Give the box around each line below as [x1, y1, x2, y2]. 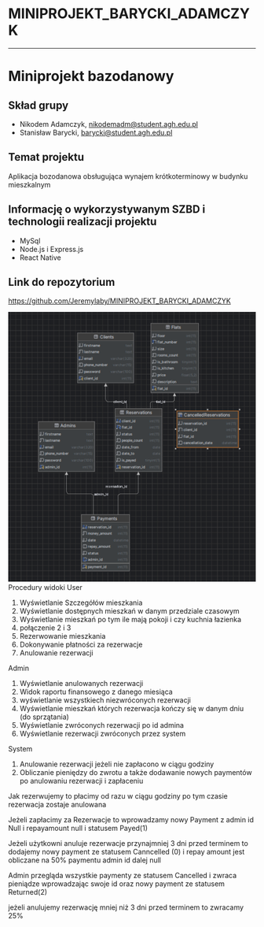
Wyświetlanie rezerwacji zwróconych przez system [19, 729, 186, 738]
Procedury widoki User [8, 582, 82, 591]
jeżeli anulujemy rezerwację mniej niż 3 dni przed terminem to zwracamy [8, 903, 244, 912]
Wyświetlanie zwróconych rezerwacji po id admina [19, 720, 185, 729]
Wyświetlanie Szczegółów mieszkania [19, 598, 143, 607]
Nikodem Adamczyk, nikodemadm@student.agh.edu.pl [19, 119, 199, 128]
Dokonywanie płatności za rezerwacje [19, 640, 143, 649]
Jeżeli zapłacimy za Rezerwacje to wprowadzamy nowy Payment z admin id [8, 814, 254, 824]
